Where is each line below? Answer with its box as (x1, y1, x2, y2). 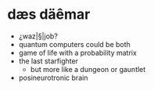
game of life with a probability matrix (18, 48, 138, 57)
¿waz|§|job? (18, 31, 58, 41)
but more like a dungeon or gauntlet (30, 64, 146, 74)
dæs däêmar (7, 5, 91, 23)
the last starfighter (18, 56, 79, 66)
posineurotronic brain (18, 73, 88, 82)
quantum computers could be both (18, 39, 131, 49)
